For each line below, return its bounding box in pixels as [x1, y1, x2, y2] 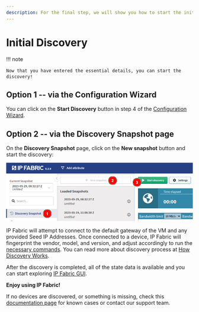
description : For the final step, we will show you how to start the [6, 9, 182, 15]
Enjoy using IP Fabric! [6, 282, 61, 289]
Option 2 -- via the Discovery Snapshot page [6, 129, 175, 139]
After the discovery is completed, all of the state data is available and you [6, 264, 185, 271]
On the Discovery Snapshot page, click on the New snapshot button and [6, 145, 185, 152]
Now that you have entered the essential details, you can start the [6, 68, 182, 74]
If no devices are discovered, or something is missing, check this [6, 293, 165, 300]
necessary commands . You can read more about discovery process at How [6, 246, 190, 253]
